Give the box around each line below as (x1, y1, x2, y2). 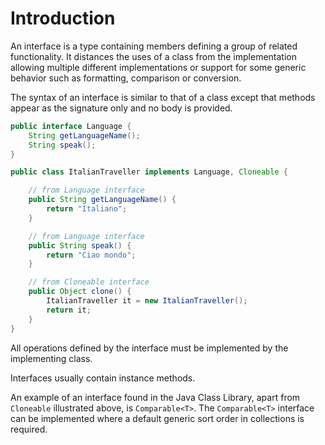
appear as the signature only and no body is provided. (10, 102, 233, 114)
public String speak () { (28, 240, 132, 251)
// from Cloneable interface (28, 277, 150, 287)
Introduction (10, 7, 116, 30)
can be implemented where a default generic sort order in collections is (10, 412, 305, 424)
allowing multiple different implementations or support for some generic (10, 61, 307, 73)
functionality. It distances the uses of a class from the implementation (10, 50, 297, 62)
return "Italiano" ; (46, 204, 128, 214)
